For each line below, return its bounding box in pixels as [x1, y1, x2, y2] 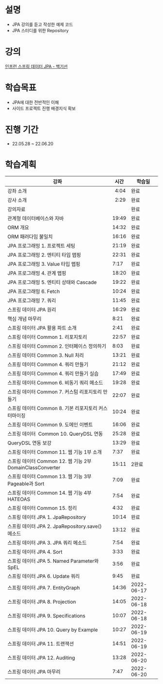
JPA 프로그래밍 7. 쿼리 [7, 297, 56, 304]
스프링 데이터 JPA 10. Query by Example [7, 626, 98, 633]
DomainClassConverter [7, 464, 61, 471]
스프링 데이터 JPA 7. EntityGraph [7, 584, 80, 591]
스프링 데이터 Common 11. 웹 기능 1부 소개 [7, 448, 102, 455]
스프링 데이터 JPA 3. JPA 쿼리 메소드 [7, 539, 87, 546]
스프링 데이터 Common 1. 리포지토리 [7, 333, 87, 340]
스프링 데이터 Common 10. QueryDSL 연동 [7, 430, 103, 437]
